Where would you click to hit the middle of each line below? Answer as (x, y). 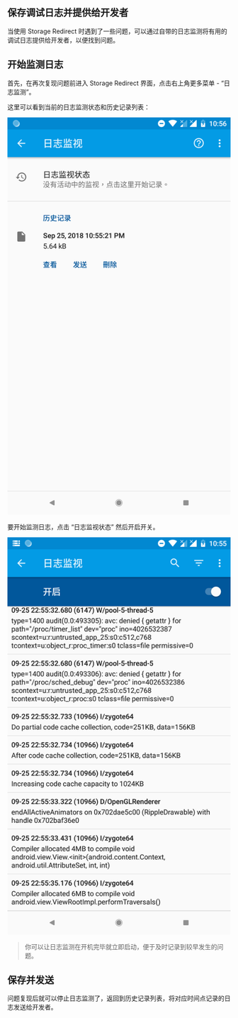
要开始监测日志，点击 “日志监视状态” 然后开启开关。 (83, 526)
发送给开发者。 (35, 1007)
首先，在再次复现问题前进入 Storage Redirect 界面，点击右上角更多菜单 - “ (116, 83)
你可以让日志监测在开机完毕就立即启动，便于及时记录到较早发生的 (121, 946)
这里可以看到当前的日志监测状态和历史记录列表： (79, 107)
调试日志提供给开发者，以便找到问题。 (63, 40)
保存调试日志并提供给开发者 (68, 13)
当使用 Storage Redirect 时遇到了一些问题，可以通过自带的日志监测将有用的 (118, 31)
